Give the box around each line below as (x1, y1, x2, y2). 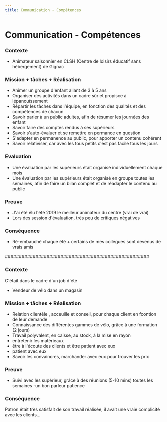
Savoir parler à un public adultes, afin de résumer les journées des (12, 114, 149, 120)
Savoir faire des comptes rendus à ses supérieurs (12, 125, 115, 131)
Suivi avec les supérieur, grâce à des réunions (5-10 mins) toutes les (12, 377, 153, 383)
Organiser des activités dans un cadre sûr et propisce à (12, 93, 127, 99)
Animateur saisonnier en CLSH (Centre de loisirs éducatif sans (12, 58, 141, 64)
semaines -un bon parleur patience (12, 383, 85, 389)
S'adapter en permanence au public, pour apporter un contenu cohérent (12, 135, 161, 141)
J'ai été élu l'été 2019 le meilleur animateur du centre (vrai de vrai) (12, 210, 149, 215)
